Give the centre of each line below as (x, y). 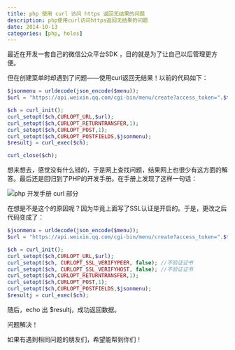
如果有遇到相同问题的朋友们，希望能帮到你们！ (74, 339)
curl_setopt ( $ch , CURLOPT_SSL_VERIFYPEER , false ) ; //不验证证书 (100, 263)
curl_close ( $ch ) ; (33, 156)
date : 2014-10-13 (33, 27)
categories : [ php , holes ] (45, 33)
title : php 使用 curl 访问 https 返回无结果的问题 (76, 14)
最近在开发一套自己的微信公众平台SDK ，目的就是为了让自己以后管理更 (109, 54)
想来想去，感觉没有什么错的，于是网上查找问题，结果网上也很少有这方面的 (114, 170)
